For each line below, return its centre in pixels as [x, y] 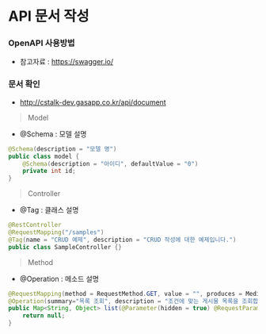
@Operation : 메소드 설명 [59, 278]
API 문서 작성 [49, 16]
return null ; [44, 316]
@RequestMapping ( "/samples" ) [56, 232]
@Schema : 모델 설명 [53, 134]
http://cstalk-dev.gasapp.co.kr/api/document [93, 102]
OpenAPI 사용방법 [42, 43]
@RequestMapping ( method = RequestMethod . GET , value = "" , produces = [125, 294]
